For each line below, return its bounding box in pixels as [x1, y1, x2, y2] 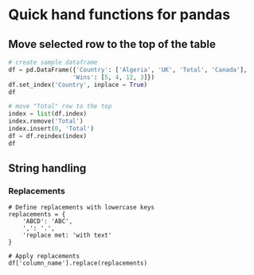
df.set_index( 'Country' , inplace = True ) [8, 81, 148, 88]
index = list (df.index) [8, 110, 88, 118]
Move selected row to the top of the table [8, 37, 217, 51]
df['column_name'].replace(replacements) [8, 259, 148, 268]
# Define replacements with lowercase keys [8, 203, 155, 212]
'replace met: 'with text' [22, 231, 112, 240]
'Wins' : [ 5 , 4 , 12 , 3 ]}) [72, 73, 155, 81]
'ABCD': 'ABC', [22, 218, 73, 226]
